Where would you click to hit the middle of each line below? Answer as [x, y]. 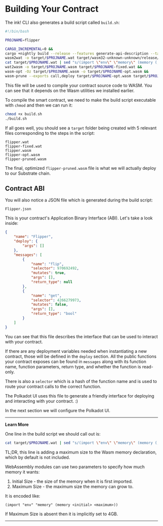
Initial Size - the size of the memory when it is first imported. [72, 481]
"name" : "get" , [46, 295]
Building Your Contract [52, 9]
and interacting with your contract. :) [41, 401]
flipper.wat [17, 142]
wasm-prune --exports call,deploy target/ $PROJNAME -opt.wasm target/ [77, 76]
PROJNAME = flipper [23, 40]
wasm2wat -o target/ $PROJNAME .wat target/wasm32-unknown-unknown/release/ [82, 58]
